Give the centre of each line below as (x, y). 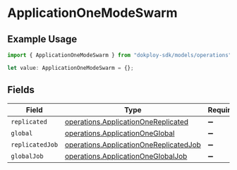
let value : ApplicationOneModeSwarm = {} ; (71, 68)
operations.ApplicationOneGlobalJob (126, 156)
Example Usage (42, 39)
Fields (21, 90)
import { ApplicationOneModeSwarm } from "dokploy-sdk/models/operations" (120, 55)
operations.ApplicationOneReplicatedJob (133, 145)
